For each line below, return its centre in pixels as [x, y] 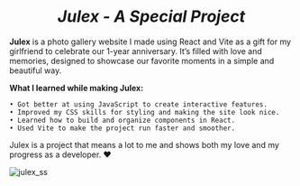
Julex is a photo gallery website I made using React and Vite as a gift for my [150, 42]
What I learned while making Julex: [77, 88]
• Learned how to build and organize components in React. [123, 120]
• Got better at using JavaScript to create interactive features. [139, 104]
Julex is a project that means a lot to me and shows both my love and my [144, 144]
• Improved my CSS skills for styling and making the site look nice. [145, 112]
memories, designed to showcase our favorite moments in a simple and [142, 60]
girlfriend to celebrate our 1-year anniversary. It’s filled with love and [136, 51]
